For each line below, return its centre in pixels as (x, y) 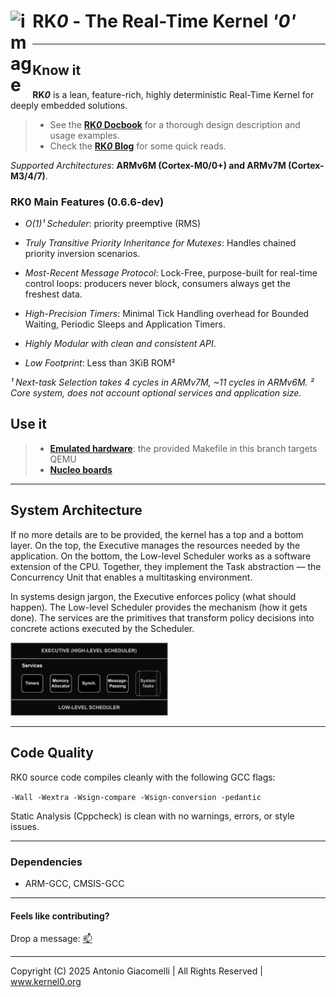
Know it (57, 70)
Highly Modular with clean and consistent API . (120, 344)
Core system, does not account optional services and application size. (156, 393)
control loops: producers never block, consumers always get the (157, 284)
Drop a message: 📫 (51, 939)
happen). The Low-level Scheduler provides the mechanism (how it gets (159, 607)
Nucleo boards (81, 469)
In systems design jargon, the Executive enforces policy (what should (153, 596)
